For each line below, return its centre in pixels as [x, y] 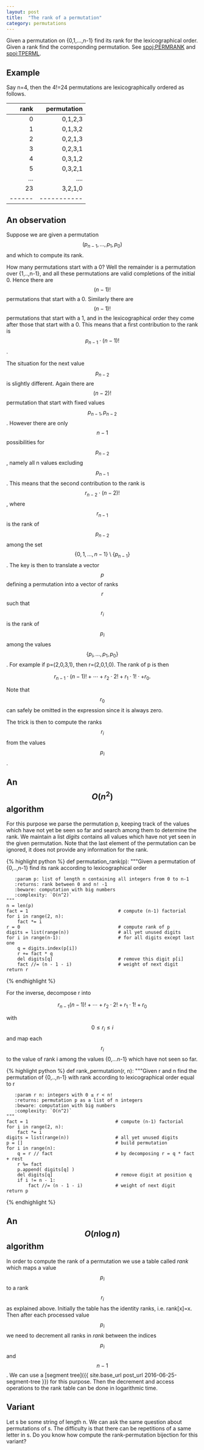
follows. [16, 94]
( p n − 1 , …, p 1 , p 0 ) [102, 245]
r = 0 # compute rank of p [88, 927]
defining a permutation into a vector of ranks [62, 584]
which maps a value [31, 1267]
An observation [36, 220]
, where [16, 504]
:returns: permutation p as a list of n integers [79, 1100]
